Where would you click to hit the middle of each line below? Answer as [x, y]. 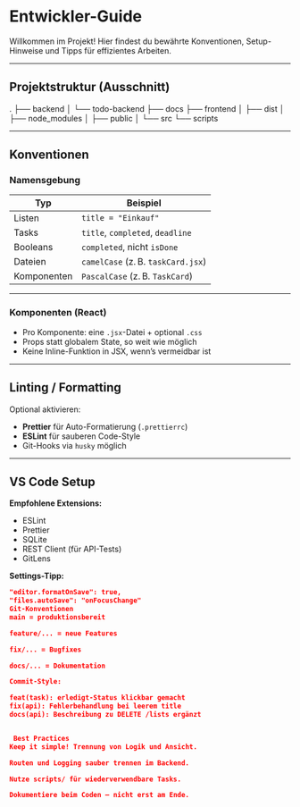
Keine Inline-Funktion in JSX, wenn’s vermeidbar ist [117, 351]
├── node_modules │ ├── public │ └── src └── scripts [114, 118]
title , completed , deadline [137, 232]
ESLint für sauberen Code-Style [81, 436]
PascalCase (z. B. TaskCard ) [137, 276]
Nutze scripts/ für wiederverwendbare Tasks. [95, 779]
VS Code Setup [52, 481]
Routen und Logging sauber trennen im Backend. [100, 763]
